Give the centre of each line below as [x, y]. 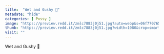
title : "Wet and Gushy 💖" [32, 10]
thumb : [12, 28]
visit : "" [15, 32]
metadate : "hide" [23, 14]
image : [12, 23]
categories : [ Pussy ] [28, 19]
